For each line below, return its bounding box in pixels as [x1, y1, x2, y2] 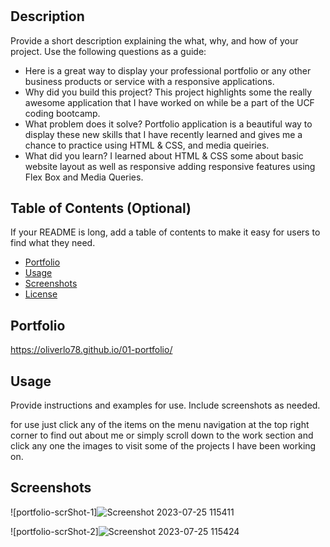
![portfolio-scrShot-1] [10, 506, 98, 518]
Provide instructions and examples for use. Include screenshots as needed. [10, 399, 321, 412]
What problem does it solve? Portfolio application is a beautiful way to [24, 118, 313, 130]
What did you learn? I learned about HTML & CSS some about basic [24, 149, 304, 162]
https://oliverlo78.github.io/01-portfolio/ [10, 344, 173, 356]
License [24, 288, 58, 300]
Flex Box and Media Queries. [24, 171, 144, 183]
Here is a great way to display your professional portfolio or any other [24, 64, 312, 77]
